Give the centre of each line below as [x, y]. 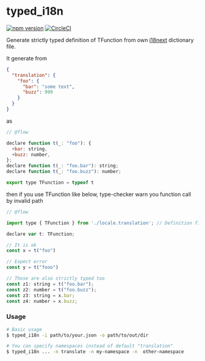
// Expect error [27, 262]
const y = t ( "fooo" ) [33, 268]
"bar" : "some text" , [49, 87]
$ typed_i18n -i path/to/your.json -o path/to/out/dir [77, 335]
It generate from [27, 58]
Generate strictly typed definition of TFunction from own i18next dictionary [100, 40]
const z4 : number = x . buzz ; [42, 301]
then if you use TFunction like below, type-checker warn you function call [99, 194]
